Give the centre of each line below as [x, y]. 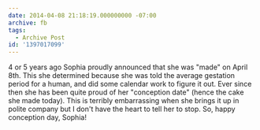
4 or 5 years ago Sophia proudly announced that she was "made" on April [128, 67]
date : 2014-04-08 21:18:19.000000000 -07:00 [82, 15]
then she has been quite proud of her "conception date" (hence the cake [126, 92]
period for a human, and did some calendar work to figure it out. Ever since [130, 84]
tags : [17, 30]
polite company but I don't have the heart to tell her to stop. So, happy [122, 109]
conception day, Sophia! [47, 117]
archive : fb [28, 23]
